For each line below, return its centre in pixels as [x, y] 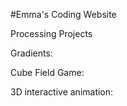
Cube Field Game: [47, 72]
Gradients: [31, 53]
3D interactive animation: [62, 92]
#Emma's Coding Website [63, 14]
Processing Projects [51, 33]
